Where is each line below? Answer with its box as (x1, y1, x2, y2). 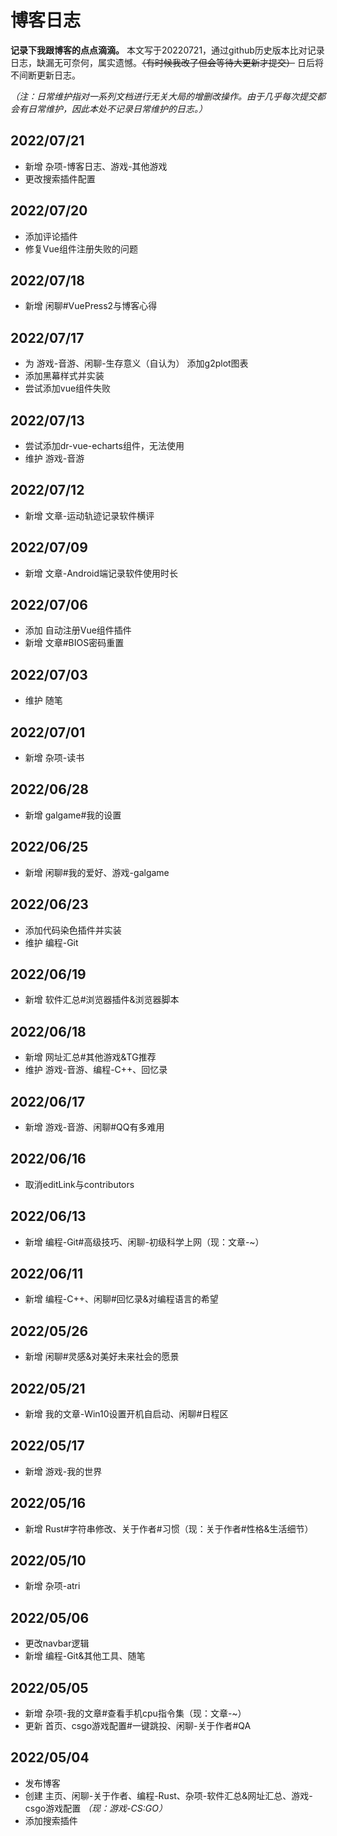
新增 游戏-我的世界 (24, 1465, 103, 1477)
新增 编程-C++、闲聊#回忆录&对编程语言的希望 (24, 1293, 219, 1305)
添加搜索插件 (24, 1814, 78, 1826)
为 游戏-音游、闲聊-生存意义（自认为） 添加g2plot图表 (24, 357, 249, 370)
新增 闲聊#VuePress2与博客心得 (24, 300, 158, 312)
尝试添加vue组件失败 (24, 382, 112, 395)
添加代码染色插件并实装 (24, 924, 122, 936)
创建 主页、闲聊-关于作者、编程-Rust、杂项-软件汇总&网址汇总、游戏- (24, 1789, 313, 1801)
